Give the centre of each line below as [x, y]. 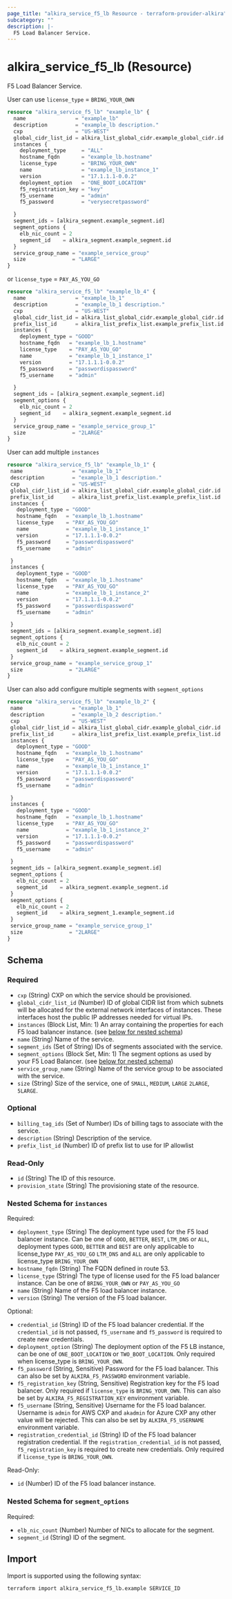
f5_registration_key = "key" [61, 189]
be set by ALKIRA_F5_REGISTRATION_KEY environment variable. [103, 1398]
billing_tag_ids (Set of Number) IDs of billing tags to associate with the [120, 1123]
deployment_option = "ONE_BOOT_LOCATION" [83, 183]
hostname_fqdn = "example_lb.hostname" [86, 157]
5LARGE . [27, 1090]
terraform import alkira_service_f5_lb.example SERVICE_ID [94, 1588]
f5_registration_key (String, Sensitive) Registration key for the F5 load [118, 1383]
